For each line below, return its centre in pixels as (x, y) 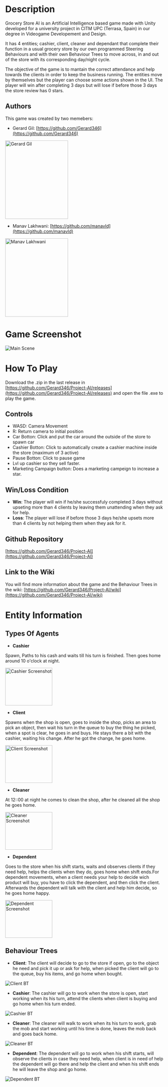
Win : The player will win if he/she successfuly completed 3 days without (88, 502)
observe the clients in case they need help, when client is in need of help (88, 1058)
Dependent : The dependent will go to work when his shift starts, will (83, 1053)
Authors (18, 106)
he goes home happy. (28, 893)
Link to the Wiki (30, 572)
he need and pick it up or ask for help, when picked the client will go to (86, 968)
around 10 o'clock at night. (33, 661)
